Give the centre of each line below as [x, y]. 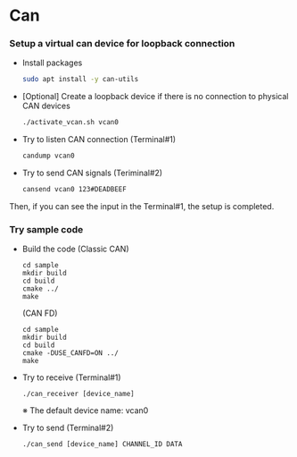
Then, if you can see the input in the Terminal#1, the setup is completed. [142, 206]
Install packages [52, 63]
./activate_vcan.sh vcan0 [70, 123]
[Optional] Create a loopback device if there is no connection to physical [155, 97]
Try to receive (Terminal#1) [72, 377]
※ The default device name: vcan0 [85, 410]
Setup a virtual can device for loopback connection [122, 44]
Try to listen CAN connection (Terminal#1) [99, 140]
